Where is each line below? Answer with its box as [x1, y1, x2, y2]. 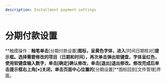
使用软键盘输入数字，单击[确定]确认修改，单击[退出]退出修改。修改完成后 [5, 60, 155, 66]
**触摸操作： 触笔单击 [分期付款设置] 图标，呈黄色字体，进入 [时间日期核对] [5, 48, 155, 54]
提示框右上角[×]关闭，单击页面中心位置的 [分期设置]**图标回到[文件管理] [9, 66, 157, 72]
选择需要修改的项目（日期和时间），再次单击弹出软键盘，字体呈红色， [18, 54, 160, 60]
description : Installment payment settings [5, 7, 97, 12]
